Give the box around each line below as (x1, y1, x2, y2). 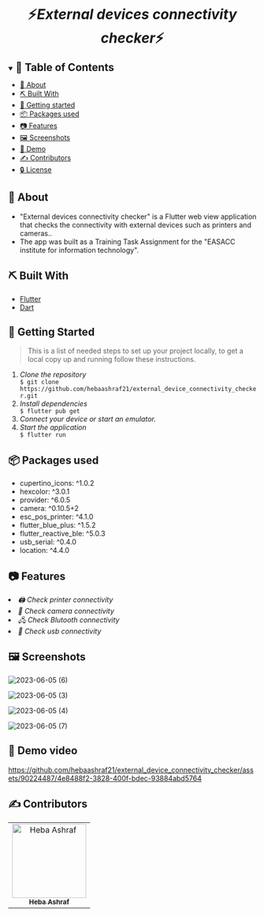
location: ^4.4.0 (19, 546, 69, 555)
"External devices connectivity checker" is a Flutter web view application (19, 212, 257, 221)
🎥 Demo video (8, 744, 78, 757)
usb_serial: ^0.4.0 (19, 537, 77, 547)
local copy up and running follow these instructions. (27, 355, 196, 364)
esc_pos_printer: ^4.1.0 (19, 512, 94, 521)
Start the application (19, 423, 87, 432)
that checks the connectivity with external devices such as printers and (19, 220, 252, 229)
